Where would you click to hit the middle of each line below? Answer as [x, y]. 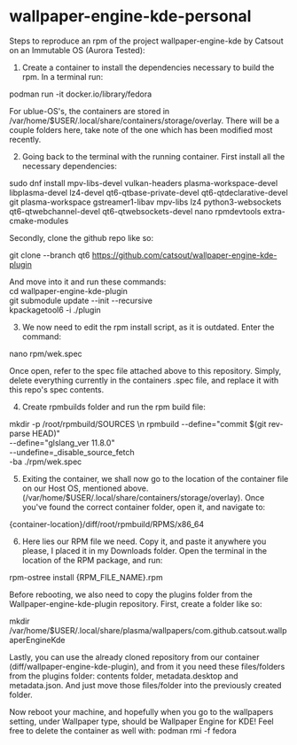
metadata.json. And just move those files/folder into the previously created [145, 685]
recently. [25, 139]
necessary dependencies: [70, 166]
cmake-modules [39, 221]
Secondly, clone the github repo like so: [81, 237]
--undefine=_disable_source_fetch [72, 452]
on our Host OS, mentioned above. [85, 488]
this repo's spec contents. [57, 389]
